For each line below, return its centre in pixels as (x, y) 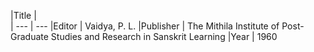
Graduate (29, 36)
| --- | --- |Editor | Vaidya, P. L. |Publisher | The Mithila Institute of (145, 26)
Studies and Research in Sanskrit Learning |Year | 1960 (164, 36)
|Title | (23, 15)
